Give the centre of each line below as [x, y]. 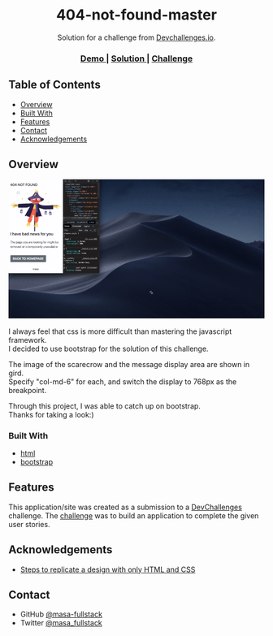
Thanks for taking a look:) [52, 414]
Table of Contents [55, 85]
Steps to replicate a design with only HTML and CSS [108, 569]
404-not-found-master [136, 15]
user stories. [29, 524]
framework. [28, 340]
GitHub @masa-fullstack [61, 614]
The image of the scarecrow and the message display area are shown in [129, 364]
